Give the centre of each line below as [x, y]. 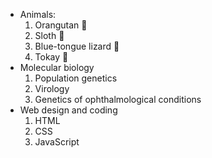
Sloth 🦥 [49, 35]
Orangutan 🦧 [61, 25]
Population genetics [76, 78]
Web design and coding [68, 110]
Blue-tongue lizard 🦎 [77, 46]
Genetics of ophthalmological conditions [118, 99]
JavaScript [57, 142]
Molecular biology [57, 67]
